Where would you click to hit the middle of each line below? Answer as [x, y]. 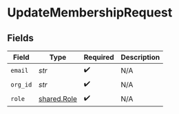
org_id [21, 84]
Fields [21, 38]
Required [99, 57]
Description [140, 57]
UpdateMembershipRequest [90, 13]
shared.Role [58, 99]
